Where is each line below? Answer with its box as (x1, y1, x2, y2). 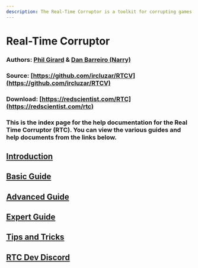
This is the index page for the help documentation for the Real (6, 118, 188, 127)
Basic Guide (6, 172, 52, 182)
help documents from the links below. (6, 133, 117, 141)
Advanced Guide (6, 191, 69, 202)
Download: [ (6, 94, 42, 103)
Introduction (6, 151, 53, 161)
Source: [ (6, 71, 34, 80)
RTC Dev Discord (6, 252, 70, 262)
